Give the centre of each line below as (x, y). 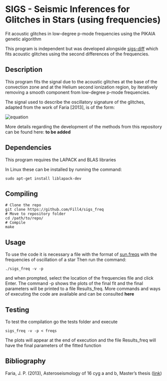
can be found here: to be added (38, 132)
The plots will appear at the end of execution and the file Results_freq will (81, 340)
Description (24, 70)
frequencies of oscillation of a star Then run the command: (66, 260)
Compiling (22, 193)
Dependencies (28, 148)
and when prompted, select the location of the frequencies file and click (79, 278)
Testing (17, 310)
